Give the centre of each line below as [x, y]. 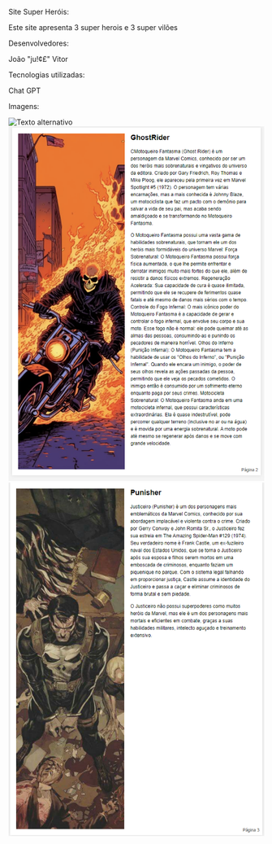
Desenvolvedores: [39, 43]
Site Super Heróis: [39, 12]
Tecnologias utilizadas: [47, 75]
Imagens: [24, 106]
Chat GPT [25, 90]
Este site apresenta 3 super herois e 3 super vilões [93, 27]
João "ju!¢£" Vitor [39, 59]
